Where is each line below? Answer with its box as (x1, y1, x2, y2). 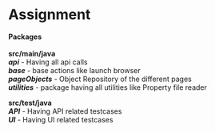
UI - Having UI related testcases (8, 115, 113, 124)
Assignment (8, 6, 91, 24)
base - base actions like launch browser (8, 65, 141, 75)
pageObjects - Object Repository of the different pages (8, 74, 192, 83)
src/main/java (8, 49, 56, 58)
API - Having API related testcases (8, 106, 122, 116)
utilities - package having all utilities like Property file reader (8, 82, 208, 92)
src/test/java (8, 98, 52, 107)
